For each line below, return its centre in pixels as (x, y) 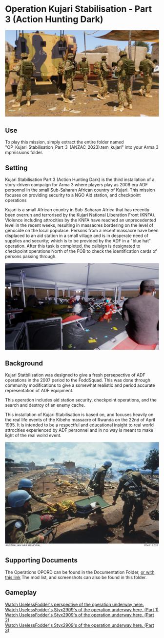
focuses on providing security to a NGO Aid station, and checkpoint (73, 195)
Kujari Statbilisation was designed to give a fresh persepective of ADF (75, 375)
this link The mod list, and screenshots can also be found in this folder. (76, 577)
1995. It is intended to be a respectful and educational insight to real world (80, 425)
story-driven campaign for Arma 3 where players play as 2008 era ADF (76, 185)
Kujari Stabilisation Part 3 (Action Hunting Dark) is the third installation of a (80, 179)
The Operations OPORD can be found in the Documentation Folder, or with (80, 572)
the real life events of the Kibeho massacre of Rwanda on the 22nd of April (80, 420)
